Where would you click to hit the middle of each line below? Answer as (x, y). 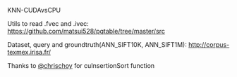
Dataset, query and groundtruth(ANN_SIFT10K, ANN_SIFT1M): (97, 44)
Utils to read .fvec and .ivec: (48, 23)
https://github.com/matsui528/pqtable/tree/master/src (86, 31)
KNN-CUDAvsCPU (34, 10)
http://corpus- (209, 44)
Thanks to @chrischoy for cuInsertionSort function (81, 65)
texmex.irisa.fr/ (29, 52)
